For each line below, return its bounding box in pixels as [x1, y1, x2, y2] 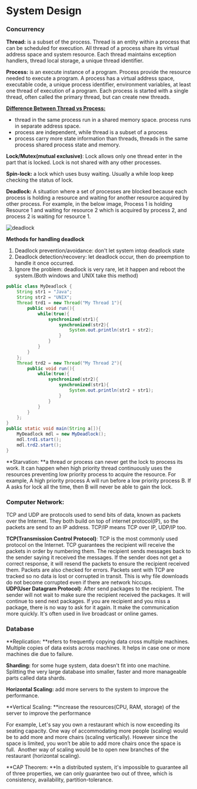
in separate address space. [14, 122, 81, 130]
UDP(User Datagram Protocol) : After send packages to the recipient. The [6, 585, 185, 592]
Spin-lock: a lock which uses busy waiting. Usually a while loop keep [6, 170, 174, 178]
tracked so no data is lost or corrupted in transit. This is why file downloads [6, 572, 189, 580]
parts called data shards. [6, 674, 66, 681]
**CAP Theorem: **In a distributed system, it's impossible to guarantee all [6, 764, 188, 771]
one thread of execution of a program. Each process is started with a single [6, 87, 189, 95]
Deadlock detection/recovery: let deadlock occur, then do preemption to [14, 253, 190, 260]
